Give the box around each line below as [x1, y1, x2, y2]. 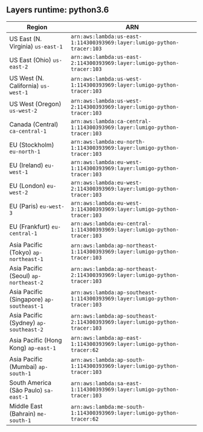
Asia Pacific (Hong [9, 336, 62, 344]
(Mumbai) [9, 362, 37, 371]
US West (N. [9, 74, 44, 82]
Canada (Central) [9, 120, 59, 128]
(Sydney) [9, 318, 36, 327]
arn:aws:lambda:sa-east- [70, 380, 142, 387]
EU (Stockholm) [9, 141, 54, 149]
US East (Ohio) [9, 56, 51, 64]
